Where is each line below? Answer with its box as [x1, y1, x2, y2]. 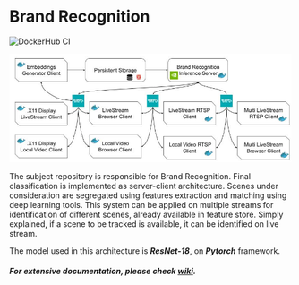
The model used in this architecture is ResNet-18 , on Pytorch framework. [9, 245, 280, 256]
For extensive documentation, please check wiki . [9, 266, 197, 277]
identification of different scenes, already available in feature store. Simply [9, 209, 284, 220]
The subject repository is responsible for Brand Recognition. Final [9, 170, 252, 181]
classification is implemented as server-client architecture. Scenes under [9, 180, 279, 191]
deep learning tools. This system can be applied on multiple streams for [9, 199, 274, 210]
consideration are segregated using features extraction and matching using [9, 190, 287, 201]
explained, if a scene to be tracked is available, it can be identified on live [9, 218, 279, 229]
